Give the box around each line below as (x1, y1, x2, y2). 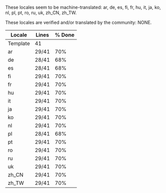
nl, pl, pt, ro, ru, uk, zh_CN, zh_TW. (5, 10, 77, 16)
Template (8, 40, 30, 47)
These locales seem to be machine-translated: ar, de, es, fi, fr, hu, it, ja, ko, (5, 5, 161, 10)
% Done (55, 31, 75, 38)
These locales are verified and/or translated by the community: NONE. (5, 20, 152, 25)
